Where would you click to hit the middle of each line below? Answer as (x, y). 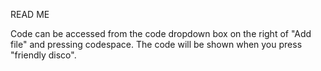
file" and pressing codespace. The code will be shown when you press (156, 44)
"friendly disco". (43, 55)
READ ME (30, 14)
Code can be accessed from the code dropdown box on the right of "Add (161, 33)
